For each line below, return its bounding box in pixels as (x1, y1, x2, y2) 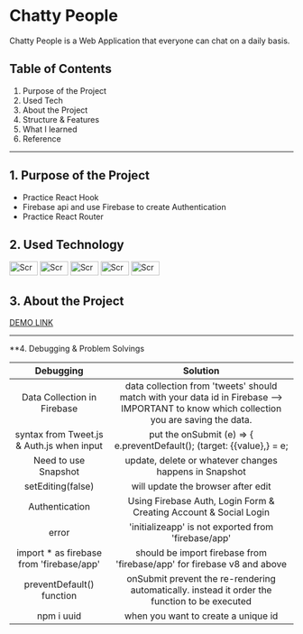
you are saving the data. (150, 414, 252, 427)
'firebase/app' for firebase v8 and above (115, 558, 287, 571)
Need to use (32, 455, 86, 467)
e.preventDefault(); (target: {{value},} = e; (114, 439, 289, 452)
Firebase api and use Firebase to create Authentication (22, 201, 227, 212)
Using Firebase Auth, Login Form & (127, 495, 275, 508)
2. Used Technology (9, 236, 124, 253)
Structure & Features (22, 114, 100, 124)
